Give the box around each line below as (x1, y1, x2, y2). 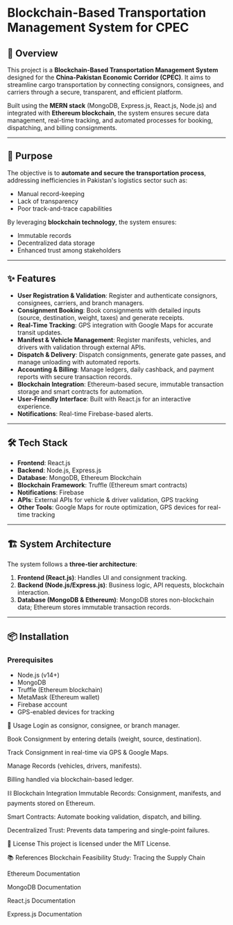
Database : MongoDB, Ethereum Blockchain (17, 474, 142, 482)
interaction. (17, 588, 50, 597)
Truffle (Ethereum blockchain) (17, 685, 103, 693)
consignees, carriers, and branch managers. (17, 298, 144, 307)
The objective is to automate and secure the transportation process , (7, 168, 207, 177)
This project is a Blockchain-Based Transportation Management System (7, 66, 218, 74)
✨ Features (7, 273, 56, 284)
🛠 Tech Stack (7, 437, 68, 449)
